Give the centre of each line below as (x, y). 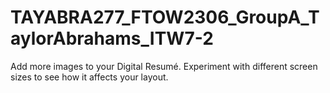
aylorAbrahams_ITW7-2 (112, 38)
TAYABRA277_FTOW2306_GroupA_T (165, 17)
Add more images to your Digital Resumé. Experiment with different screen (164, 66)
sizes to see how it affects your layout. (89, 77)
